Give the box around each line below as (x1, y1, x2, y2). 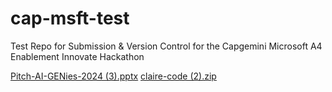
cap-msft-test (10, 7, 130, 30)
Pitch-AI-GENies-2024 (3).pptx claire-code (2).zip (10, 70, 217, 82)
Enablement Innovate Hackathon (10, 50, 145, 62)
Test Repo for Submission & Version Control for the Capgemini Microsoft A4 (10, 40, 323, 52)
